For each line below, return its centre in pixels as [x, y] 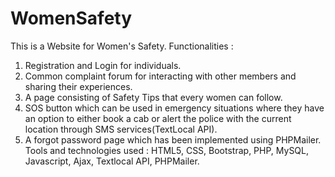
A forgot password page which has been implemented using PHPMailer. [173, 139]
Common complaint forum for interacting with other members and [160, 76]
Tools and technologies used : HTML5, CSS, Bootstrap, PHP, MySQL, [167, 150]
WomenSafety [71, 18]
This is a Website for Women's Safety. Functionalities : [122, 46]
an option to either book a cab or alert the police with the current [158, 118]
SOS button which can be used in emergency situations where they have [174, 108]
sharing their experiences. [78, 86]
